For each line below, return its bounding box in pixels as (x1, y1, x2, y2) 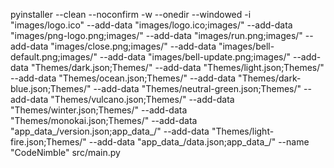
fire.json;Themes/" (10, 136, 87, 148)
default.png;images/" (10, 51, 98, 63)
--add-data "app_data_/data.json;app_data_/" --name (88, 136, 310, 148)
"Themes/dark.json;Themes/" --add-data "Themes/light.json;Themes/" (30, 62, 325, 73)
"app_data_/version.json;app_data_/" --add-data (10, 125, 210, 137)
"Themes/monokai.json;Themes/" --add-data (10, 115, 198, 126)
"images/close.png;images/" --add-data (50, 40, 217, 52)
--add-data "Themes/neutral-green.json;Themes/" (93, 83, 302, 94)
